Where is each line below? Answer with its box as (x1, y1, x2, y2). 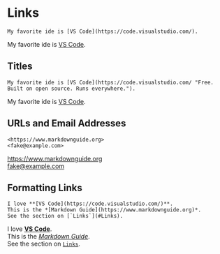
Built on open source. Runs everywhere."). (7, 85, 136, 92)
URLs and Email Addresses (7, 117, 126, 130)
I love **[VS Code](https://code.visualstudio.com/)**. (7, 200, 173, 207)
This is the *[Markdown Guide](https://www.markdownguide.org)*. (7, 207, 201, 214)
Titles (7, 61, 33, 73)
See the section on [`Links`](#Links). (7, 213, 124, 220)
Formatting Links (7, 181, 82, 193)
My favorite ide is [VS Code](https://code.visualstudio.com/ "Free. (7, 79, 214, 86)
